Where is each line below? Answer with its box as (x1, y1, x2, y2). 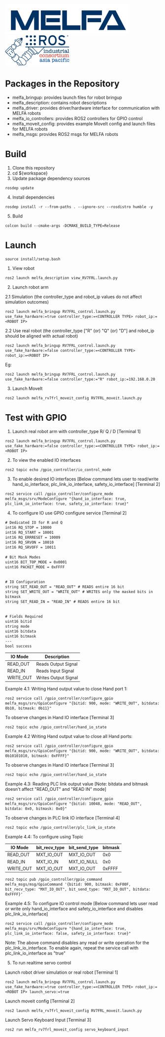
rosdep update (5, 185, 34, 190)
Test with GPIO (5, 412, 67, 423)
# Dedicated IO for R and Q (5, 520, 63, 525)
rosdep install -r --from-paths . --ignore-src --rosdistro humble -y (5, 204, 153, 209)
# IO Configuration (5, 579, 45, 584)
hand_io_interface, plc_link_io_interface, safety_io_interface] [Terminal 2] (12, 481, 161, 487)
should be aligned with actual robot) (5, 333, 78, 339)
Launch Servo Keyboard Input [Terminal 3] (5, 1017, 92, 1023)
